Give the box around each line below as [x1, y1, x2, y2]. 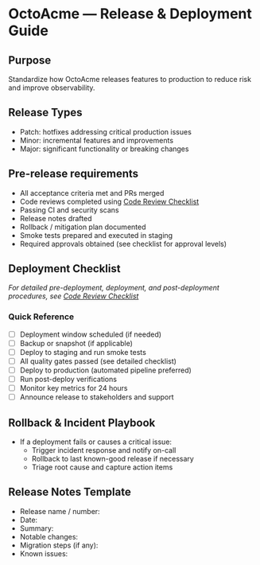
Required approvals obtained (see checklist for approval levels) [19, 239, 227, 248]
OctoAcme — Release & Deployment [8, 5, 253, 23]
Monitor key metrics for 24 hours [19, 384, 129, 393]
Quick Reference [8, 311, 75, 322]
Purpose [8, 53, 52, 67]
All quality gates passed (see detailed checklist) [19, 356, 177, 366]
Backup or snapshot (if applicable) [19, 338, 134, 348]
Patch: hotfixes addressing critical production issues [19, 127, 192, 136]
